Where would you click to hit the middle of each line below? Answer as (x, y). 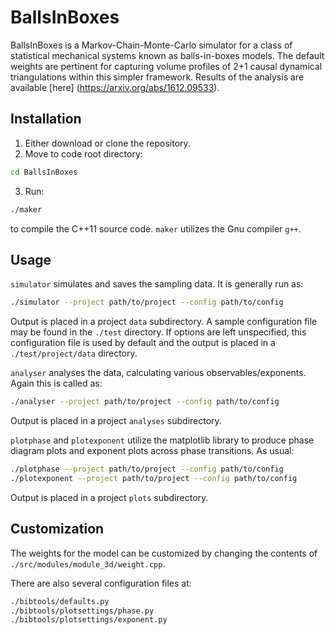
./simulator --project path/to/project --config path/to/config (147, 302)
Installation (46, 119)
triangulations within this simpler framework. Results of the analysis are (157, 77)
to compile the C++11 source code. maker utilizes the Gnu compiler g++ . (156, 228)
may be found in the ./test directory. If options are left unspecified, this (158, 332)
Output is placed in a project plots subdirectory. (109, 497)
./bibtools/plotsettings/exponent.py (89, 620)
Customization (57, 529)
